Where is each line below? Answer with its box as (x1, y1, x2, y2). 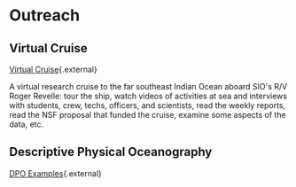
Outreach (9, 5, 81, 26)
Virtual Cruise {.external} (9, 64, 97, 74)
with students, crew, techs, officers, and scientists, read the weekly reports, (9, 100, 286, 111)
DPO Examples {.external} (9, 168, 102, 178)
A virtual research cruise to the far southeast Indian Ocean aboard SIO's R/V (9, 82, 288, 91)
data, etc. (9, 119, 44, 129)
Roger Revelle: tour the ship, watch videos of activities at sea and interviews (9, 90, 288, 101)
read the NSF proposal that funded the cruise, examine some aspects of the (9, 110, 286, 120)
